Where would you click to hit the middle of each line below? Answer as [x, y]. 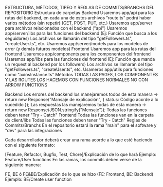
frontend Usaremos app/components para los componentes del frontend [78, 54]
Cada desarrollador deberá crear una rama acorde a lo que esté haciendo [79, 140]
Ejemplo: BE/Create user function [38, 179]
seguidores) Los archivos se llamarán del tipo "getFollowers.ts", [69, 38]
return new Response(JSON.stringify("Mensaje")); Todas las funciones [76, 110]
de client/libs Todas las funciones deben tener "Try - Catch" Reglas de [76, 120]
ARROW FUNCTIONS [26, 85]
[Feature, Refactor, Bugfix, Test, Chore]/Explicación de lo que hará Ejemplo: [81, 154]
